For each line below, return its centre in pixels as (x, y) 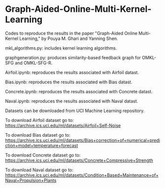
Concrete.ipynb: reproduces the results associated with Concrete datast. (79, 91)
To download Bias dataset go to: (38, 135)
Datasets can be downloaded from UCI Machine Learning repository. (75, 111)
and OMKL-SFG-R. (33, 63)
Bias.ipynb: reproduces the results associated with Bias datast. (69, 82)
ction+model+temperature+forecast (42, 145)
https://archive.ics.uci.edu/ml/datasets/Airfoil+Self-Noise (63, 125)
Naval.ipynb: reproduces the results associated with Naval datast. (72, 101)
